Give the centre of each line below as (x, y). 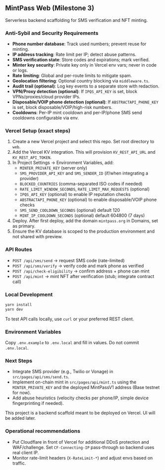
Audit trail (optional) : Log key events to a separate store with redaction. (86, 86)
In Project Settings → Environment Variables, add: (63, 163)
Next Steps (19, 361)
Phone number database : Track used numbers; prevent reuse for (79, 44)
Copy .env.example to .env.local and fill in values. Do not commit (72, 343)
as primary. (24, 226)
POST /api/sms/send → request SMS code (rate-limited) (68, 260)
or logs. (20, 70)
